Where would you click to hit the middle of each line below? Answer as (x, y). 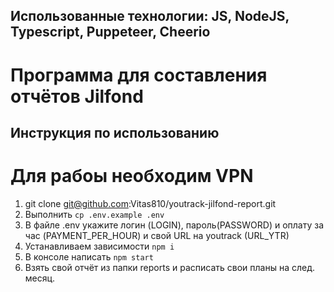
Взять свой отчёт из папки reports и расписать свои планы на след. (169, 267)
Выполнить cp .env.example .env (94, 214)
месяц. (40, 278)
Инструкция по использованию (115, 132)
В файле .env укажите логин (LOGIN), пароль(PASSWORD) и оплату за (174, 225)
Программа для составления (139, 75)
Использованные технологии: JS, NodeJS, (150, 16)
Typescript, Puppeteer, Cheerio (110, 32)
